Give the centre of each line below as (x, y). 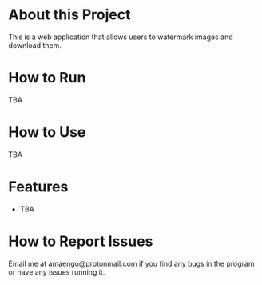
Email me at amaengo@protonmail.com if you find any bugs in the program (131, 263)
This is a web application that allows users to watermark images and (121, 37)
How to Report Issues (81, 241)
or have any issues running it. (57, 272)
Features (38, 187)
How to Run (47, 78)
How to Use (47, 132)
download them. (35, 45)
